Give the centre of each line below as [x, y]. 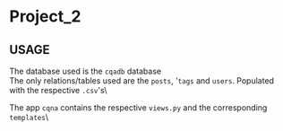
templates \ [29, 117]
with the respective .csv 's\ [58, 90]
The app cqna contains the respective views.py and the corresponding [138, 108]
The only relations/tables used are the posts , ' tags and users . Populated [142, 81]
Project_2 [45, 17]
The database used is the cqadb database [86, 71]
